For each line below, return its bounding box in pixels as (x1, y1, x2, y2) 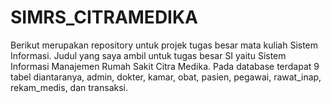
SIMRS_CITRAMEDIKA (10, 6, 199, 29)
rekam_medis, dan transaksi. (10, 81, 128, 93)
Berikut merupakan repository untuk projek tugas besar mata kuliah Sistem (10, 39, 319, 51)
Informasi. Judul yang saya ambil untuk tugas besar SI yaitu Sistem (10, 49, 287, 61)
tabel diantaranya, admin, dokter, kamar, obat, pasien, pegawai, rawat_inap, (10, 71, 322, 83)
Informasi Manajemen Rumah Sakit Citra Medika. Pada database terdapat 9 (10, 60, 320, 72)
